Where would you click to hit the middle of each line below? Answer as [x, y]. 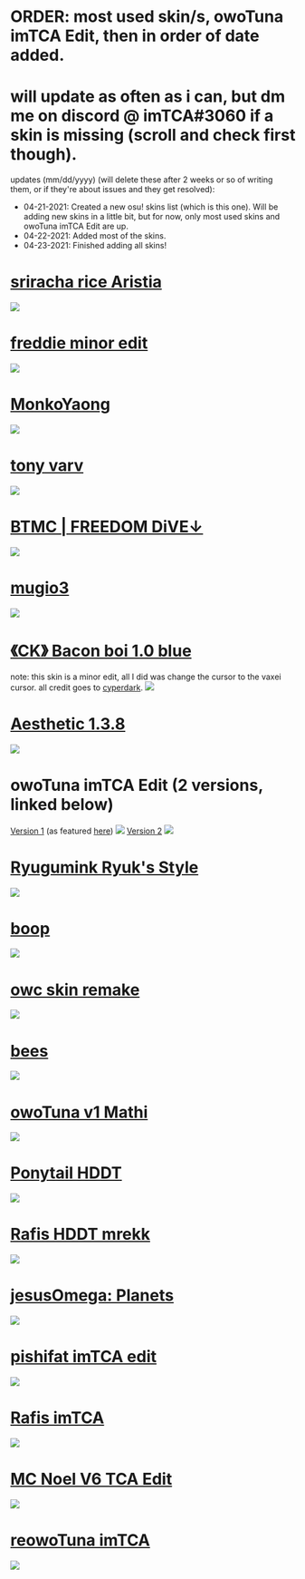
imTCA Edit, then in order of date [135, 36]
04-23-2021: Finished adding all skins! [95, 246]
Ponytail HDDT [66, 1173]
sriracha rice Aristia [86, 282]
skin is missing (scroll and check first [153, 136]
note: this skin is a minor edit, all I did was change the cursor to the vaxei [146, 677]
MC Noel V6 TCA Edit [91, 1479]
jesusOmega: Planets [92, 1296]
